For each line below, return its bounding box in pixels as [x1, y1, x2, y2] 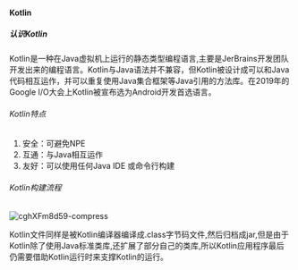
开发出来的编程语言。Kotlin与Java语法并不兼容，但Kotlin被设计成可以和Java [9, 63, 290, 75]
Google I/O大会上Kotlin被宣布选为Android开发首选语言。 [9, 86, 217, 97]
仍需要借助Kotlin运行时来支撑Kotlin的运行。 [9, 251, 168, 262]
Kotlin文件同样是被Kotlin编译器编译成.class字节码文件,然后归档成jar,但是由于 [9, 229, 289, 240]
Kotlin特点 [9, 108, 47, 120]
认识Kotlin [9, 29, 47, 39]
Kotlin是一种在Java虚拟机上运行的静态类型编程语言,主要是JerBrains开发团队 [9, 53, 289, 63]
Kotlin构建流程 [9, 182, 62, 193]
